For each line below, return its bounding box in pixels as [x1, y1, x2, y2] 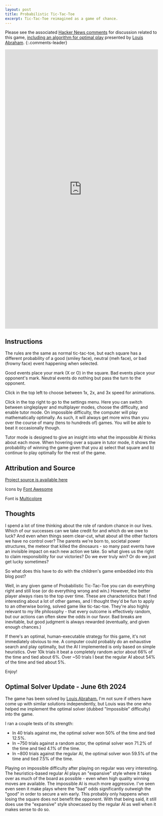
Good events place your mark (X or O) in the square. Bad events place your [5, 370, 155, 376]
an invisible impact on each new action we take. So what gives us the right [5, 548, 154, 554]
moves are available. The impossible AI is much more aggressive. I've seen [5, 781, 155, 786]
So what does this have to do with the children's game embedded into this [5, 568, 153, 574]
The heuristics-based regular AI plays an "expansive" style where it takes [5, 770, 152, 776]
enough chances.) [5, 624, 42, 629]
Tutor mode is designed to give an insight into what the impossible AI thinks [5, 434, 156, 440]
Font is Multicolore [5, 496, 42, 501]
